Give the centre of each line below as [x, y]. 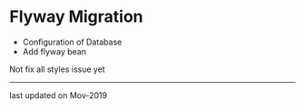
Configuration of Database [72, 42]
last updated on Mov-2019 [58, 95]
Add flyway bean [54, 51]
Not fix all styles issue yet [58, 69]
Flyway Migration [76, 17]
